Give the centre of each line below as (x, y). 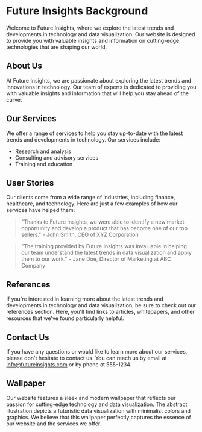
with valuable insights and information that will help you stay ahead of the (97, 93)
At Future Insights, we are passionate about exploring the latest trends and (99, 80)
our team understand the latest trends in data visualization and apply (106, 253)
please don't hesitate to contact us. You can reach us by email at (87, 358)
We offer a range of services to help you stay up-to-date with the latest (95, 133)
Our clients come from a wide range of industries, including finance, (91, 198)
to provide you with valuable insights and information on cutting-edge (93, 40)
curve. (14, 99)
